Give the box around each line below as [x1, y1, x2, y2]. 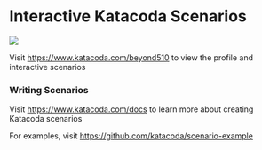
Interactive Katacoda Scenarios [9, 6, 247, 27]
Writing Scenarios [9, 83, 89, 96]
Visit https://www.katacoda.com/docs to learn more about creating [9, 104, 254, 114]
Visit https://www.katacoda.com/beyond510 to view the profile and [9, 51, 254, 63]
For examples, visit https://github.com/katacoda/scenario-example [9, 130, 253, 141]
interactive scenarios [9, 61, 86, 72]
